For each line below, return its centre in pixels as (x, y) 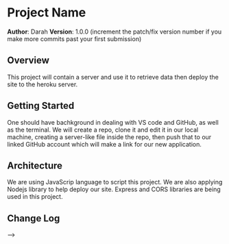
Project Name (47, 13)
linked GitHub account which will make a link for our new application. (105, 144)
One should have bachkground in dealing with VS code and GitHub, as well (113, 122)
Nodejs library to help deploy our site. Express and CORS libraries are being (114, 189)
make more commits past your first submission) (74, 38)
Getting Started (41, 106)
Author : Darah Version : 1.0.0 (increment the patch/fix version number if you (114, 32)
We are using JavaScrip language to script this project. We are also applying (115, 182)
